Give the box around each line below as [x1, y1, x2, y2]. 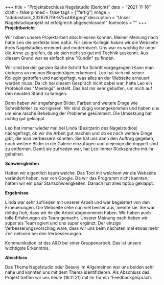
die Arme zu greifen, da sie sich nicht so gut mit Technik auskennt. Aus [5, 50, 148, 56]
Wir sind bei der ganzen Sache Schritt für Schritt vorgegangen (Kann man [5, 65, 154, 70]
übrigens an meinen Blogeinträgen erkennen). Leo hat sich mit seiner [5, 70, 144, 75]
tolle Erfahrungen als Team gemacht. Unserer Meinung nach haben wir [5, 215, 148, 220]
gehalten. [5, 151, 24, 157]
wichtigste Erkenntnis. [5, 245, 50, 251]
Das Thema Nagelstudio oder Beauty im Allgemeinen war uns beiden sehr [5, 264, 154, 270]
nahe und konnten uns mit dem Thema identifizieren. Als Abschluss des [5, 269, 150, 275]
